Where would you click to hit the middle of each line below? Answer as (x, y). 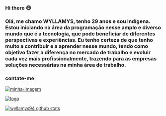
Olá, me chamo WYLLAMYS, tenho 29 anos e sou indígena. (78, 21)
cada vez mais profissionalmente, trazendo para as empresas (81, 58)
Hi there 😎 (18, 8)
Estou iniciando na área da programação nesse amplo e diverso (83, 27)
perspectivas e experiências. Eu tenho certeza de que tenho (79, 40)
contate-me (20, 78)
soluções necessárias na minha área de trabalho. (66, 65)
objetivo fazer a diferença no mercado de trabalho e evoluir (78, 52)
